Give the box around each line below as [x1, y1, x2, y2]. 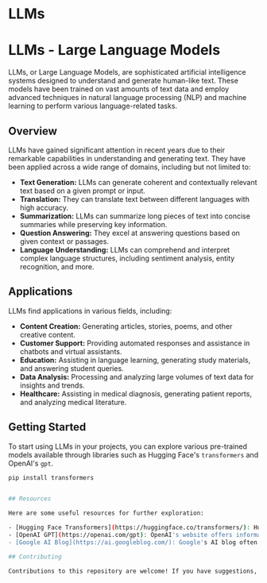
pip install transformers [8, 473, 94, 481]
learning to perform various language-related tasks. [8, 101, 177, 111]
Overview [8, 124, 58, 137]
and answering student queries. [19, 363, 125, 373]
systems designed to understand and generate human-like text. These [8, 76, 238, 86]
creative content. [19, 330, 75, 339]
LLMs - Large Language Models [8, 41, 221, 60]
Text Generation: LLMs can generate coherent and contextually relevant [19, 177, 257, 187]
